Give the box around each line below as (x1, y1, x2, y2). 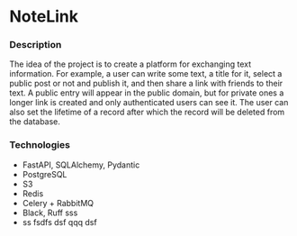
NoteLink (9, 6, 79, 27)
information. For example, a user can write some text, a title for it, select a (9, 68, 283, 79)
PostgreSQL (22, 168, 67, 179)
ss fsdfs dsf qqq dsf (22, 216, 97, 227)
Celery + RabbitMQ (22, 197, 94, 208)
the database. (9, 116, 61, 127)
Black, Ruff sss (22, 207, 78, 218)
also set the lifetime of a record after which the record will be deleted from (9, 106, 285, 118)
